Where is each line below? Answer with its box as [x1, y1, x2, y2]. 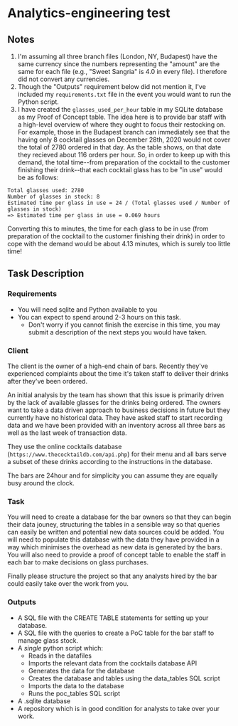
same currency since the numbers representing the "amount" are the [17, 60, 220, 68]
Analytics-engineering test [7, 5, 171, 21]
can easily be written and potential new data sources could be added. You [7, 528, 225, 537]
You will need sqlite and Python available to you [17, 305, 158, 314]
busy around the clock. [7, 478, 75, 487]
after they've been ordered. [7, 377, 87, 385]
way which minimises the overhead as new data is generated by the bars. [7, 543, 222, 552]
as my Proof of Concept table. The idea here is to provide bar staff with [17, 112, 227, 121]
